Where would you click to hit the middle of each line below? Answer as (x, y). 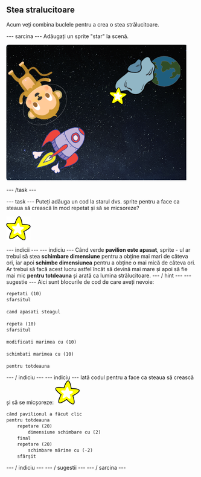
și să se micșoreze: (30, 402)
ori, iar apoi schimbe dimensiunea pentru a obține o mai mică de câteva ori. (101, 263)
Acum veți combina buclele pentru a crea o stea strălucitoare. (83, 24)
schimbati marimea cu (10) (40, 354)
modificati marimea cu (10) (42, 342)
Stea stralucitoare (41, 10)
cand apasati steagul (33, 312)
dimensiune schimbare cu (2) (65, 432)
